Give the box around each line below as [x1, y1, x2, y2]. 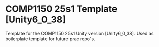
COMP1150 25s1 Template [5, 3, 118, 15]
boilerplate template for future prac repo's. [5, 36, 96, 42]
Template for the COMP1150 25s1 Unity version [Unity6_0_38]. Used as [5, 30, 154, 36]
